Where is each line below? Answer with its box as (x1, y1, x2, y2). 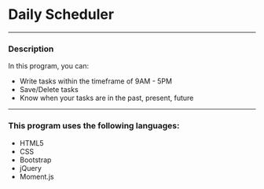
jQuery (19, 163, 42, 172)
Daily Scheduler (8, 6, 115, 24)
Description (8, 43, 54, 54)
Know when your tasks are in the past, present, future (19, 93, 194, 103)
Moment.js (19, 172, 54, 181)
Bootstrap (19, 155, 52, 165)
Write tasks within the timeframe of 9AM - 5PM (19, 76, 173, 86)
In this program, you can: (8, 61, 90, 71)
